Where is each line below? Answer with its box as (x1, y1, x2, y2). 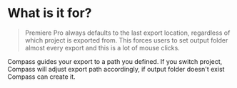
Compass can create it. (7, 72, 76, 81)
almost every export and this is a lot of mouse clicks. (24, 43, 180, 52)
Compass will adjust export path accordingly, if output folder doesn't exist (7, 65, 225, 73)
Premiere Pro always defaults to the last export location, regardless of (24, 28, 231, 37)
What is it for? (7, 5, 92, 21)
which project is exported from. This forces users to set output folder (24, 35, 228, 44)
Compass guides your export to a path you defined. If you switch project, (7, 57, 223, 65)
